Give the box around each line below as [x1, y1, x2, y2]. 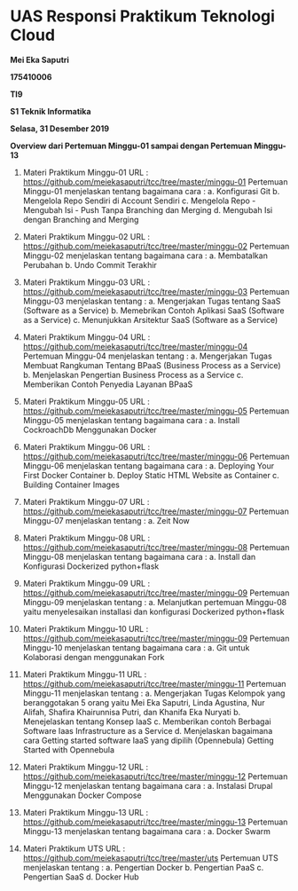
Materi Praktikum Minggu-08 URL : [22, 532, 150, 543]
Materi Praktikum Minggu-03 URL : [22, 277, 150, 288]
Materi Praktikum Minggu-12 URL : [22, 761, 149, 772]
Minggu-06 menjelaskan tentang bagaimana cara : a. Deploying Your [22, 460, 274, 471]
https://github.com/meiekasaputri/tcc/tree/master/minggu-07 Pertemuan [22, 506, 289, 516]
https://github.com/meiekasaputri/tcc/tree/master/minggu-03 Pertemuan [22, 286, 290, 296]
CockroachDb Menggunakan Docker [22, 424, 158, 435]
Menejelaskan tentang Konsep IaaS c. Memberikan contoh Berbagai [22, 716, 271, 727]
